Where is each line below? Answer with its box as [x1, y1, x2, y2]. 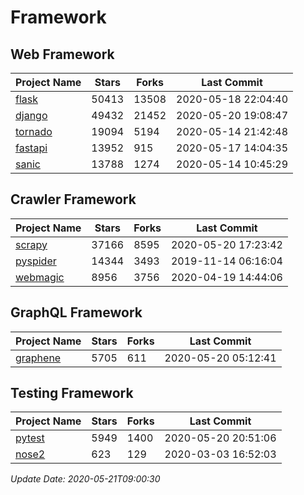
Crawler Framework [10, 191, 137, 208]
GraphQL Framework [10, 304, 143, 321]
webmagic [15, 270, 65, 284]
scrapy [15, 237, 48, 251]
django [15, 109, 48, 122]
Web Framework [10, 46, 115, 63]
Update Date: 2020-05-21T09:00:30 [10, 473, 161, 485]
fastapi [15, 141, 48, 155]
